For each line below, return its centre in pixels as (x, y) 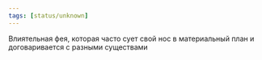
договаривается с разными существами (78, 47)
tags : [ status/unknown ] (49, 16)
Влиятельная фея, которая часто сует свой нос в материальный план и (131, 38)
